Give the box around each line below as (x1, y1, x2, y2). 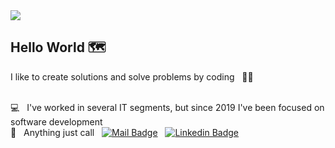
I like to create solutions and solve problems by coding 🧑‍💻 (10, 70, 254, 83)
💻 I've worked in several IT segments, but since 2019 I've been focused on (10, 101, 325, 113)
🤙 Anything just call (10, 126, 95, 138)
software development (10, 115, 103, 128)
